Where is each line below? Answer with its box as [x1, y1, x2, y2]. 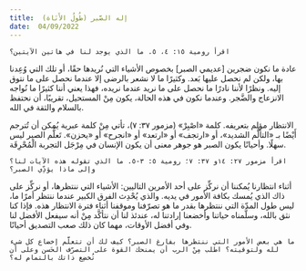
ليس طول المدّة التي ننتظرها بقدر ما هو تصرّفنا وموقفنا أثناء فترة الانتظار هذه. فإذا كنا [9, 200, 294, 211]
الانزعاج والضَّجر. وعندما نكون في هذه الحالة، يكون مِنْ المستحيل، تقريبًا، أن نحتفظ [9, 92, 284, 103]
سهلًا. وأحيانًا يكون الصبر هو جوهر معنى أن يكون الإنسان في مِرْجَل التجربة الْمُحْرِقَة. [9, 139, 287, 150]
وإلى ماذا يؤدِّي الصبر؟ [9, 164, 96, 173]
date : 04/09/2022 [9, 22, 79, 31]
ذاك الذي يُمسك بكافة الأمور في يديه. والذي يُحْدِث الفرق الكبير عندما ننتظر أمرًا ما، [9, 190, 285, 201]
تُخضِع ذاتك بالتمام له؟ [9, 253, 96, 262]
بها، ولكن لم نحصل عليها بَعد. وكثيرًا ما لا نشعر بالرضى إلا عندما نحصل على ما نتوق [9, 72, 284, 83]
